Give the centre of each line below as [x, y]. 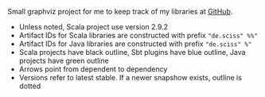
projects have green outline [64, 60]
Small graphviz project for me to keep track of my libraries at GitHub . [120, 12]
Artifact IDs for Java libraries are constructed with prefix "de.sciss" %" [135, 44]
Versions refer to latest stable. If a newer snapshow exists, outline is [130, 78]
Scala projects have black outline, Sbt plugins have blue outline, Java [132, 52]
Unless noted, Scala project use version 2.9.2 [94, 27]
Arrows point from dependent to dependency [93, 69]
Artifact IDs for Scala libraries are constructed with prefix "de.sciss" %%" [138, 35]
